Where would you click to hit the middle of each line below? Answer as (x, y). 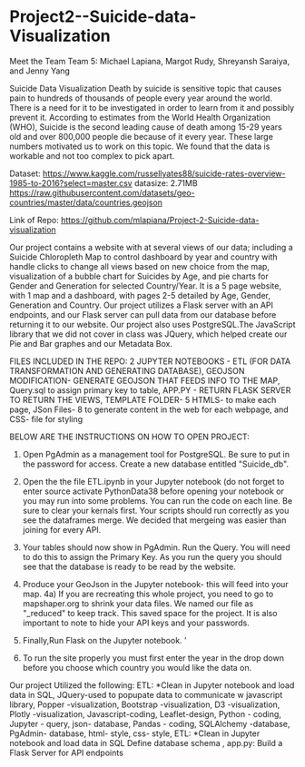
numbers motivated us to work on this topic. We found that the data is (140, 146)
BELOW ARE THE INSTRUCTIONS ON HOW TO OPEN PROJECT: (129, 437)
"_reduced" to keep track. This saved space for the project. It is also (150, 613)
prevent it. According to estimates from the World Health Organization (140, 117)
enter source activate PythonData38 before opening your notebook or (153, 491)
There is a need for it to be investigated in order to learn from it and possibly (152, 107)
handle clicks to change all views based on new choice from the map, (140, 266)
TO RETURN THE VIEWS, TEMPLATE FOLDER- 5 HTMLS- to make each (143, 399)
